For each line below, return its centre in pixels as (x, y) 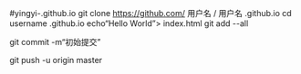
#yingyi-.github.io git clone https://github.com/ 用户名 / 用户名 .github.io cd (150, 13)
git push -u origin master (56, 60)
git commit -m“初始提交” (55, 42)
